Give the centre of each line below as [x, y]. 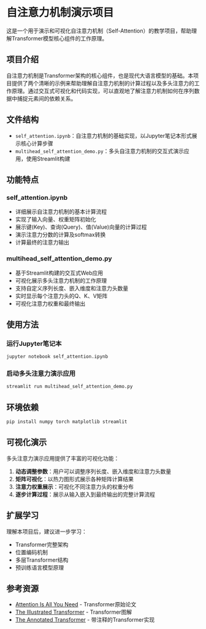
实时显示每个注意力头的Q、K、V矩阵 [61, 295]
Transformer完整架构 [42, 544]
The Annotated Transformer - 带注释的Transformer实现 [85, 620]
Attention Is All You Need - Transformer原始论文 [76, 604]
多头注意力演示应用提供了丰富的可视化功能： [63, 458]
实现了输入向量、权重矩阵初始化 [55, 219]
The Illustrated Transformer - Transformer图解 [74, 612]
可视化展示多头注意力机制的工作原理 [61, 280]
